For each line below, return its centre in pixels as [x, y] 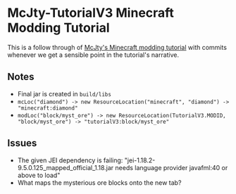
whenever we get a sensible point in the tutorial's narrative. [93, 55]
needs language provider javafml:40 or [172, 167]
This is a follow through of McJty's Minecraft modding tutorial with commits [117, 47]
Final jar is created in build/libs [64, 93]
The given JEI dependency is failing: [70, 160]
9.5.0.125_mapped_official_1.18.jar [66, 167]
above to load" [39, 175]
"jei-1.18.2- [140, 160]
